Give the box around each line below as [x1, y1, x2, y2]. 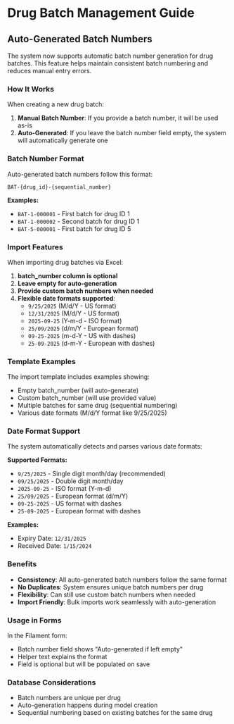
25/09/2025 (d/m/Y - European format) [27, 324, 139, 332]
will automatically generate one [17, 136, 108, 145]
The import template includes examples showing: [7, 373, 150, 381]
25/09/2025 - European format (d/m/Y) [17, 492, 129, 501]
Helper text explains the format [17, 653, 108, 661]
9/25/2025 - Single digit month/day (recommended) [17, 470, 167, 478]
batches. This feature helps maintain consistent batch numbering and [7, 59, 209, 68]
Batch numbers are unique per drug [17, 694, 122, 702]
